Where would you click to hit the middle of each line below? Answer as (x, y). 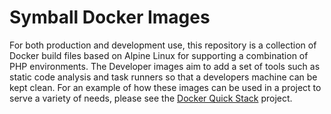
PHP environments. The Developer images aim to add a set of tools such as (165, 66)
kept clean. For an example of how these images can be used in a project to (165, 87)
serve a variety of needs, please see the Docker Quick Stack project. (151, 98)
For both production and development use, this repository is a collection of (163, 45)
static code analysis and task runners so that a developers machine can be (163, 77)
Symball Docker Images (110, 17)
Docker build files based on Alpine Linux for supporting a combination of (159, 55)
